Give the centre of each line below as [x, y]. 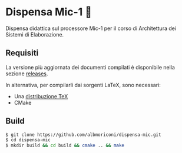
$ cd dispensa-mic [28, 140]
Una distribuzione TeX [41, 96]
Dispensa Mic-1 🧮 [49, 12]
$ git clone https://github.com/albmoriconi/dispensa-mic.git [83, 135]
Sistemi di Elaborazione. [35, 34]
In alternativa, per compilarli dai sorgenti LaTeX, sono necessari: [83, 85]
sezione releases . [27, 74]
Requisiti [22, 53]
